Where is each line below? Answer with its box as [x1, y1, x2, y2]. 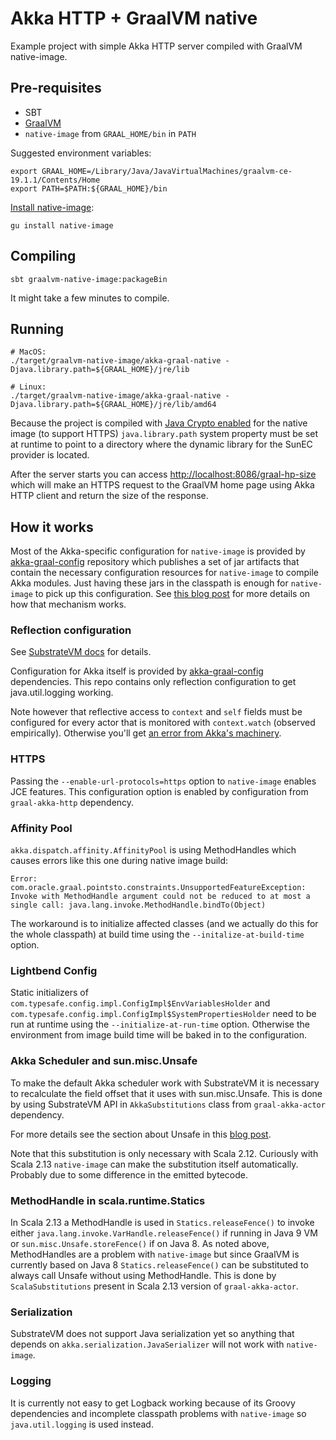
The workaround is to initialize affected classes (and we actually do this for [10, 918, 319, 930]
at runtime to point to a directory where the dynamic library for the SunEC [10, 438, 313, 451]
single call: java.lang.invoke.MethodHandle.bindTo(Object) [10, 900, 267, 911]
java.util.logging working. [10, 687, 114, 699]
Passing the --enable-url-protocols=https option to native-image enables [10, 775, 317, 787]
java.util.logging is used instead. [10, 1418, 154, 1430]
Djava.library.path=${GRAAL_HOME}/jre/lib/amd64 [10, 400, 217, 410]
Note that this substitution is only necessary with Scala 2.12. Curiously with [10, 1147, 319, 1159]
